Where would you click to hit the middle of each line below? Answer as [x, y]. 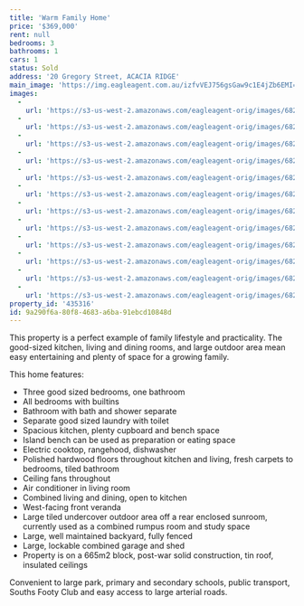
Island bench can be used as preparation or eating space [129, 440]
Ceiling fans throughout [66, 478]
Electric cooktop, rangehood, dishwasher [99, 450]
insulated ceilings [55, 565]
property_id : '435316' [52, 304]
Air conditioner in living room [76, 488]
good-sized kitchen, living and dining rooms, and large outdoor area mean [147, 347]
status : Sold [34, 69]
